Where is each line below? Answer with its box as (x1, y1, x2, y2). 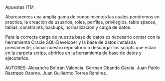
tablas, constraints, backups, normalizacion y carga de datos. (5, 24, 132, 30)
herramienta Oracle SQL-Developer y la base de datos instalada (5, 39, 136, 45)
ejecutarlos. (5, 55, 30, 61)
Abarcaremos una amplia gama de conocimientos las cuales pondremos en (5, 14, 160, 19)
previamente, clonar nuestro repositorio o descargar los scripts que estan (5, 45, 157, 50)
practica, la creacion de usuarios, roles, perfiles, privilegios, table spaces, (5, 19, 157, 25)
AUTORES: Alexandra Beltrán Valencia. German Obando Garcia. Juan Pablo (5, 65, 160, 71)
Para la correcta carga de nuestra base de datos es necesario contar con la (5, 34, 161, 40)
